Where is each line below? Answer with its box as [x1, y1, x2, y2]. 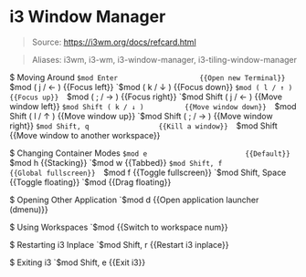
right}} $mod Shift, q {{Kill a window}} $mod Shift [9, 120, 278, 131]
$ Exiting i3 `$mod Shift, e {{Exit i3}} [9, 257, 146, 268]
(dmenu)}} [9, 203, 48, 215]
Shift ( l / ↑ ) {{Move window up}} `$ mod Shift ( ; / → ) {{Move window [9, 110, 273, 121]
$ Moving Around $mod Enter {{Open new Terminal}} [9, 71, 286, 83]
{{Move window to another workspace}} [9, 129, 161, 140]
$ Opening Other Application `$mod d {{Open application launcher [9, 194, 259, 205]
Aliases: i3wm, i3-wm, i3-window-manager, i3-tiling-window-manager [31, 54, 298, 65]
